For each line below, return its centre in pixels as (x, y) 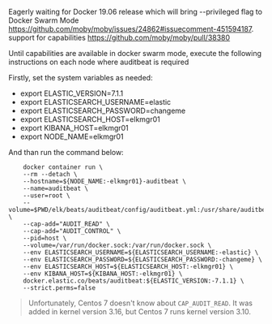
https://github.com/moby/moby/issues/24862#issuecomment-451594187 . (131, 29)
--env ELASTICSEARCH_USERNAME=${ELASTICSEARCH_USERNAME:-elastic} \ (141, 253)
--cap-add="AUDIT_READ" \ (67, 224)
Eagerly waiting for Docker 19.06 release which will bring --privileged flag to (136, 12)
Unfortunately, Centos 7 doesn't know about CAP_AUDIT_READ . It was (140, 303)
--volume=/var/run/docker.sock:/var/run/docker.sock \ (117, 245)
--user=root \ (47, 196)
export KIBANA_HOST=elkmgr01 (74, 128)
